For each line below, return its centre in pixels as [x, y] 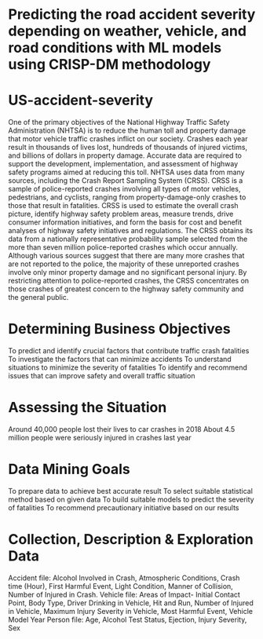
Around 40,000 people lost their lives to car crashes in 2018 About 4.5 [122, 429]
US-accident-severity [81, 100]
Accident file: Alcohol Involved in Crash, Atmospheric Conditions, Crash [124, 578]
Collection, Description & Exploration [131, 540]
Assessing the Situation [88, 408]
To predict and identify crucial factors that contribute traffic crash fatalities [129, 351]
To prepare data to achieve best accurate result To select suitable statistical [131, 491]
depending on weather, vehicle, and [128, 31]
